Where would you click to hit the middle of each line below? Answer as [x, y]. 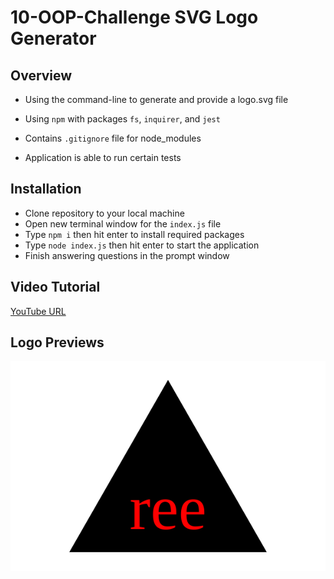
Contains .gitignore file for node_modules [113, 138]
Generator [53, 38]
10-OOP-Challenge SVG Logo [134, 17]
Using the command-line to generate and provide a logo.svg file [156, 99]
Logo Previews [57, 342]
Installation [46, 189]
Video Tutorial [55, 287]
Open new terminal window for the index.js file [123, 223]
